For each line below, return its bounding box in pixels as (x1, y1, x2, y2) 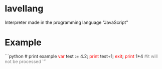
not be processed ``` (5, 58, 47, 65)
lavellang (5, 3, 44, 14)
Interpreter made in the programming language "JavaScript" (5, 19, 128, 25)
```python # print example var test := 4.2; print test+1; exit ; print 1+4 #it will (5, 53, 158, 59)
